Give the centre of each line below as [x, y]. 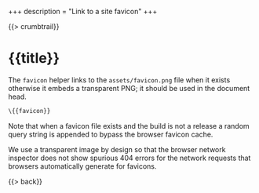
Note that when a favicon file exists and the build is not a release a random [129, 126]
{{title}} [34, 58]
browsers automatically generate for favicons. [82, 166]
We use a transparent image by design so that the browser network [117, 149]
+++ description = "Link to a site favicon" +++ [83, 11]
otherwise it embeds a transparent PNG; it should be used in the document [129, 88]
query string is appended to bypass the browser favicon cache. [111, 134]
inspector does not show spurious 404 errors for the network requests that [129, 158]
